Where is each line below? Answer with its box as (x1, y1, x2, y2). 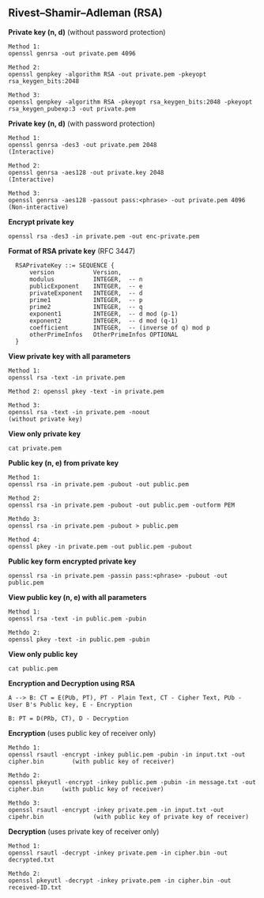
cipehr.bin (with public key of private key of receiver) (8, 813, 249, 821)
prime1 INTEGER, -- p (28, 296, 144, 304)
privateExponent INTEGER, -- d (28, 289, 144, 297)
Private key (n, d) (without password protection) (8, 27, 166, 36)
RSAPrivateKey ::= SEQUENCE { (15, 261, 115, 270)
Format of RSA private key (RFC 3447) (8, 246, 136, 255)
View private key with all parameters (8, 351, 131, 360)
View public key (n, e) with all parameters (8, 592, 147, 602)
